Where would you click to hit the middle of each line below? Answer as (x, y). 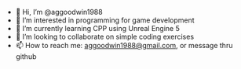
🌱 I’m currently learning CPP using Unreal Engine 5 (98, 28)
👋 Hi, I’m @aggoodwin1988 (59, 12)
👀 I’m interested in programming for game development (105, 20)
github (26, 57)
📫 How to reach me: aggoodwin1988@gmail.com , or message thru (124, 45)
